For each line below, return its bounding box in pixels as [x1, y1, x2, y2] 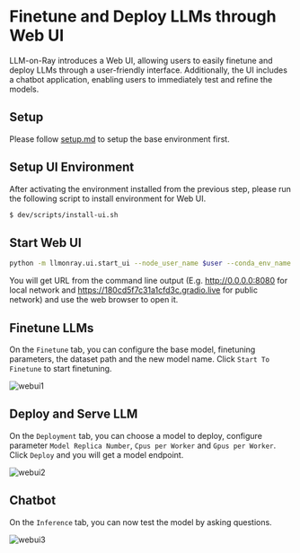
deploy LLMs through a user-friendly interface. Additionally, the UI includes [9, 65, 287, 75]
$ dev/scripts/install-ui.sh [9, 210, 119, 219]
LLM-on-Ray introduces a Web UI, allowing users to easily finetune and [9, 55, 273, 66]
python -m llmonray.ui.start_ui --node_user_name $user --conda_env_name [9, 259, 292, 268]
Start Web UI [9, 235, 83, 250]
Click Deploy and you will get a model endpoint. [9, 449, 184, 460]
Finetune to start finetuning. [9, 363, 112, 373]
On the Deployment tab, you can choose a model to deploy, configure [9, 430, 263, 441]
